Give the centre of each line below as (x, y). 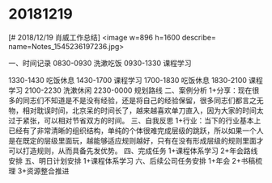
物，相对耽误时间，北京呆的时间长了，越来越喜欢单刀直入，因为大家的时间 (132, 110)
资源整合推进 (48, 171)
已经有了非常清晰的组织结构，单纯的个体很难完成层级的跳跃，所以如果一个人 (136, 131)
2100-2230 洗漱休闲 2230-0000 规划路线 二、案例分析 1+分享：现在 (138, 90)
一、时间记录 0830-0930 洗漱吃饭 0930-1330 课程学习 (100, 63)
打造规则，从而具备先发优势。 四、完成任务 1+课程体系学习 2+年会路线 (140, 151)
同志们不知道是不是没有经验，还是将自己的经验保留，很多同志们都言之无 (143, 100)
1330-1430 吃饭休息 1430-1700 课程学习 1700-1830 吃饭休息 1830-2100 (127, 80)
